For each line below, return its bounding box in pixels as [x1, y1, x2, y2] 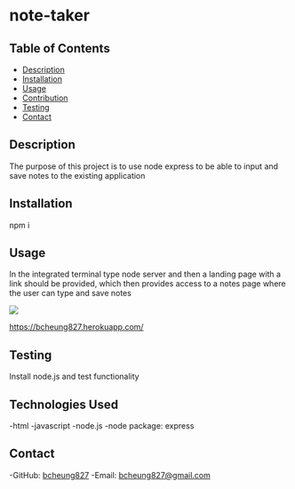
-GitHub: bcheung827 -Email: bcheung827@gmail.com [9, 469, 211, 480]
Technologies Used [9, 397, 118, 412]
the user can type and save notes [9, 288, 132, 299]
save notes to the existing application [9, 170, 146, 180]
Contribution [21, 92, 68, 103]
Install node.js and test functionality [9, 371, 140, 382]
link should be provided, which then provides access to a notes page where [9, 278, 286, 289]
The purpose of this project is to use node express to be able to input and [9, 161, 278, 172]
